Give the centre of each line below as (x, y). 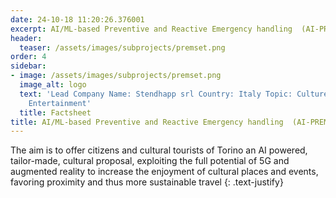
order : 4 (28, 57)
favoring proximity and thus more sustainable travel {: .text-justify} (147, 182)
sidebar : (28, 66)
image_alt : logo (53, 85)
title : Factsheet (55, 112)
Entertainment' (60, 103)
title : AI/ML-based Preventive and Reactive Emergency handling (147, 122)
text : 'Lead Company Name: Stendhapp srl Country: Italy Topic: (156, 94)
